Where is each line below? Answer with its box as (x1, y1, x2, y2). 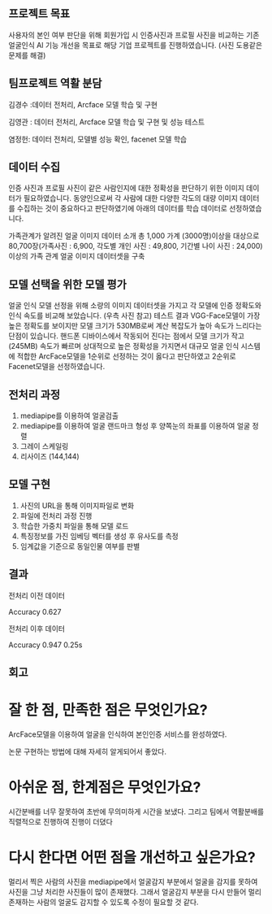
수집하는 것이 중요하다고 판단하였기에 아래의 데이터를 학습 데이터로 (16, 203, 227, 213)
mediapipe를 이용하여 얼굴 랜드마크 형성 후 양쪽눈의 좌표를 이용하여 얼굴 (19, 421, 250, 431)
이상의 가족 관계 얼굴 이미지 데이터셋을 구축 (8, 251, 145, 261)
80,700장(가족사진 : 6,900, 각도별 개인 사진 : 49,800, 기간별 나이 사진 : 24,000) (8, 242, 263, 251)
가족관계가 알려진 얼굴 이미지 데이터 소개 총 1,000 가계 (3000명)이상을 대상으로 (8, 231, 260, 241)
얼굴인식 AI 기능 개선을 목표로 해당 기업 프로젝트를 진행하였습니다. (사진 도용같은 (8, 40, 262, 50)
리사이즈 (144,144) (19, 451, 80, 461)
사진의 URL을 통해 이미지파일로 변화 (19, 500, 135, 510)
